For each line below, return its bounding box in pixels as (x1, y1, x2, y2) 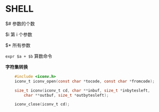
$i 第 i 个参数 (5, 31, 32, 37)
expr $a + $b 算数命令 (5, 53, 52, 59)
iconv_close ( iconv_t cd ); (14, 102, 70, 107)
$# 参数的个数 (5, 20, 35, 26)
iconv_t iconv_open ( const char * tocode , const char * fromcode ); (14, 78, 155, 84)
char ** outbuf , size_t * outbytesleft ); (24, 93, 109, 98)
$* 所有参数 (5, 42, 31, 48)
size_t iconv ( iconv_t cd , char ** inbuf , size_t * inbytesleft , (14, 88, 150, 93)
